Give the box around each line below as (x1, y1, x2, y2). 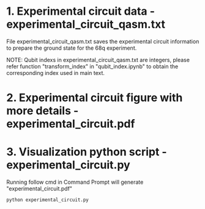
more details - (6, 104, 79, 118)
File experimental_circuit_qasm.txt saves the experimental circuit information (6, 37, 199, 45)
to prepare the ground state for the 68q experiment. (6, 44, 137, 52)
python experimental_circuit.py (6, 197, 89, 203)
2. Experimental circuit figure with (6, 91, 183, 105)
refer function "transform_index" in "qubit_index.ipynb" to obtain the (6, 63, 179, 70)
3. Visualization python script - (6, 145, 167, 159)
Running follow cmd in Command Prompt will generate (6, 178, 144, 186)
